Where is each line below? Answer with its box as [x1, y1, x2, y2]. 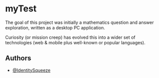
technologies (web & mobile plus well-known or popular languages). [5, 39, 146, 45]
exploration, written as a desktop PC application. [5, 24, 105, 30]
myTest [5, 3, 37, 14]
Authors [5, 54, 31, 63]
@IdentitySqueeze [12, 67, 51, 73]
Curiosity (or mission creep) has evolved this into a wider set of [5, 34, 136, 40]
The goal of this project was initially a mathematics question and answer [5, 19, 154, 25]
